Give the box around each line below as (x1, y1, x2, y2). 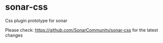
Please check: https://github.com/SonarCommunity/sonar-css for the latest (5, 27, 158, 33)
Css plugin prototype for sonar (5, 18, 68, 23)
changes (5, 32, 23, 38)
